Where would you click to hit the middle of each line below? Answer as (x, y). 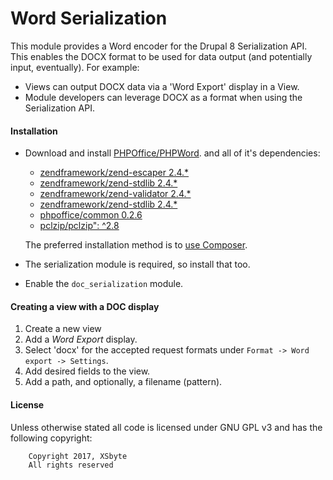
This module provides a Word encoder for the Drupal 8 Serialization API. (159, 46)
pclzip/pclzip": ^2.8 (79, 226)
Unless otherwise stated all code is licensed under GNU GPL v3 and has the (166, 427)
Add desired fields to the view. (87, 371)
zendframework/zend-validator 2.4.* (115, 194)
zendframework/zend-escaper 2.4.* (114, 173)
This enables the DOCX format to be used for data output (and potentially (161, 56)
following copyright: (51, 438)
